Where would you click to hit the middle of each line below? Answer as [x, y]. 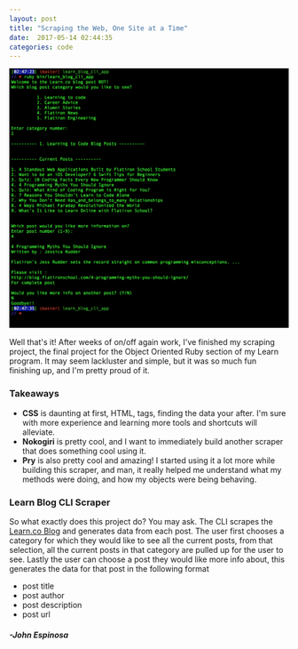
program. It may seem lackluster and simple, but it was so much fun [133, 361]
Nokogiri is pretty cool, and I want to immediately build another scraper [153, 441]
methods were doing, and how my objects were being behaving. [139, 479]
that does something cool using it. [84, 451]
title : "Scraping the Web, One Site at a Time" [99, 28]
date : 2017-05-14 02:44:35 [61, 37]
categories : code [41, 47]
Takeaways [34, 394]
